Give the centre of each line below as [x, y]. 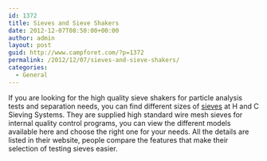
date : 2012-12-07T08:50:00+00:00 [64, 30]
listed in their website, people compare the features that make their [118, 139]
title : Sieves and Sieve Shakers [64, 23]
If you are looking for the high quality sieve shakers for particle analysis [126, 97]
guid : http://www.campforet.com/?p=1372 [77, 53]
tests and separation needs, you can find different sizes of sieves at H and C [133, 106]
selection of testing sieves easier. [63, 148]
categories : [28, 68]
